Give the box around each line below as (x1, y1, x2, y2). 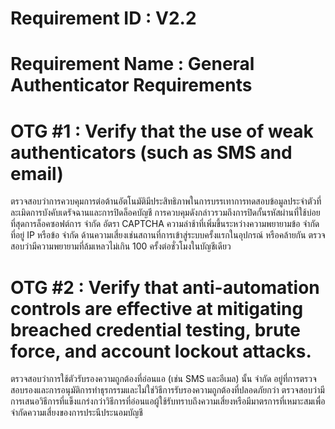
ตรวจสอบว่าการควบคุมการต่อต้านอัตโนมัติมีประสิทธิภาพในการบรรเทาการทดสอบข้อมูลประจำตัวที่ (10, 195, 322, 207)
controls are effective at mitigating (10, 297, 304, 320)
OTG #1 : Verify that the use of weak (10, 120, 314, 142)
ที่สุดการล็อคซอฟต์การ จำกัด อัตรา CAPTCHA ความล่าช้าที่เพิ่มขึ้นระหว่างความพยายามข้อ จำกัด (10, 218, 320, 230)
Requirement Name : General (10, 53, 255, 76)
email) (10, 162, 64, 185)
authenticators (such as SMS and (10, 141, 293, 164)
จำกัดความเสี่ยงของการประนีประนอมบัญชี (10, 407, 143, 419)
